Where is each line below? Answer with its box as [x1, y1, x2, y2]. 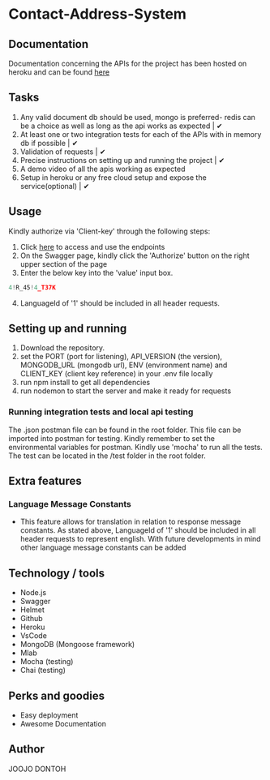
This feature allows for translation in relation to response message [19, 516, 242, 527]
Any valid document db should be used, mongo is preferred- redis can [19, 112, 255, 122]
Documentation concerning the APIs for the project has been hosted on [8, 58, 247, 68]
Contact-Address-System [8, 5, 186, 24]
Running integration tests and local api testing [8, 406, 194, 418]
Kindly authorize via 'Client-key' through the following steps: [8, 226, 211, 236]
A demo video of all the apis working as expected [19, 164, 186, 174]
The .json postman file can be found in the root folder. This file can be [8, 425, 242, 435]
